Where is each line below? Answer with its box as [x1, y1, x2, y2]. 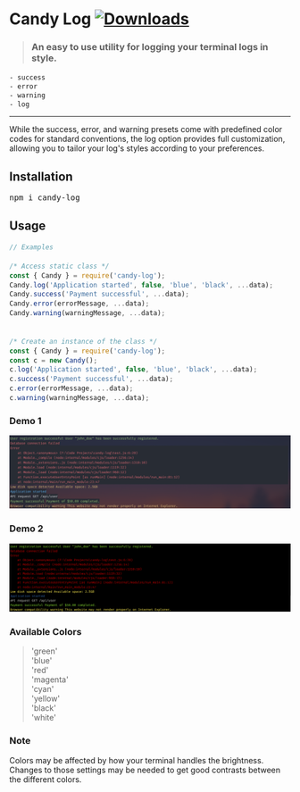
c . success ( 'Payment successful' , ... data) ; [9, 375, 174, 384]
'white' [30, 713, 56, 723]
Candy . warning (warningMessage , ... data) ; [9, 309, 166, 318]
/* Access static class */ [9, 262, 110, 271]
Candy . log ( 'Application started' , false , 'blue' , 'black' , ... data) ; [9, 280, 274, 289]
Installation [9, 169, 73, 184]
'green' [30, 646, 58, 656]
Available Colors [9, 625, 82, 638]
